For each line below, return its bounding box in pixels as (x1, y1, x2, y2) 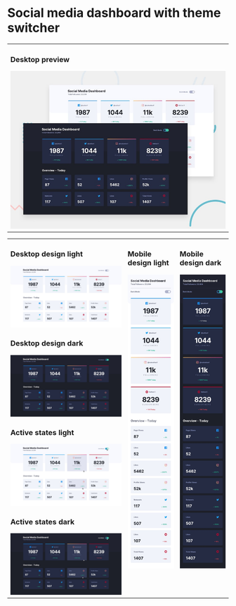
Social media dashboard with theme (7, 5, 221, 21)
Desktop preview (10, 54, 70, 64)
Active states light (10, 427, 74, 437)
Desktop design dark (10, 339, 84, 348)
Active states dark (10, 517, 75, 526)
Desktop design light (10, 249, 83, 259)
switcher (7, 20, 60, 36)
